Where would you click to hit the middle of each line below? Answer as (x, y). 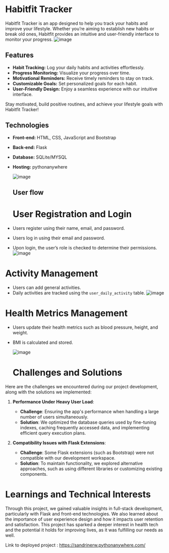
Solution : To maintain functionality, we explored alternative (81, 463)
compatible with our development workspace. (68, 458)
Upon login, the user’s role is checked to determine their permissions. (85, 247)
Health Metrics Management (66, 313)
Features (19, 55)
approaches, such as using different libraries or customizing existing (91, 469)
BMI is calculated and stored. (43, 342)
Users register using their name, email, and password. (69, 228)
